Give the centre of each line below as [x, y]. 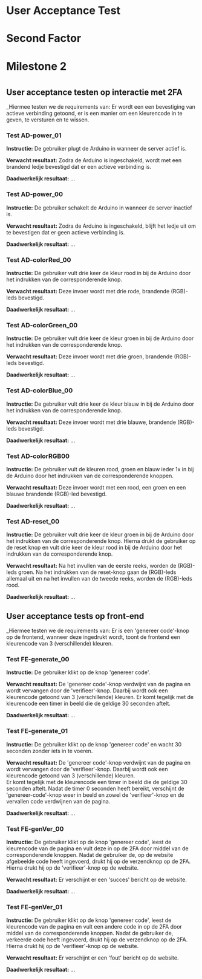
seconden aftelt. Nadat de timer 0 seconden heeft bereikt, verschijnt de [95, 788]
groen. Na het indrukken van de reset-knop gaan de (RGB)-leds [97, 572]
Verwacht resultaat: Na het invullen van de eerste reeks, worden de [91, 566]
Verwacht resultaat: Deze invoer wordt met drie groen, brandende [90, 356]
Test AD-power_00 [35, 194]
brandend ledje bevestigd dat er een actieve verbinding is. [79, 167]
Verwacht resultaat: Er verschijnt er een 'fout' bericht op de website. [93, 958]
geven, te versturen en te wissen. [48, 120]
